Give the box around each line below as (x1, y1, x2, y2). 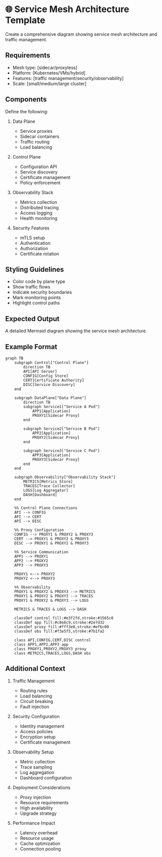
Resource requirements (20, 799, 69, 806)
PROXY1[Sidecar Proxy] (32, 413, 80, 418)
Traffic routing (20, 138, 50, 144)
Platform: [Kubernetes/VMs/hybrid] (12, 69, 86, 76)
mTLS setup (20, 235, 45, 241)
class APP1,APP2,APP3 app (14, 642, 69, 647)
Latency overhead (20, 829, 58, 836)
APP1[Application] (32, 409, 71, 414)
